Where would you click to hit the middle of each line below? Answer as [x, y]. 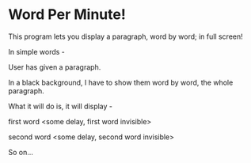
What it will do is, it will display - [61, 106]
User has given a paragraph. [55, 67]
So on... [21, 152]
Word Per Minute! [67, 15]
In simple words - [37, 51]
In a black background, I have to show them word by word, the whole [121, 82]
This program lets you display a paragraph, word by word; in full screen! [125, 36]
